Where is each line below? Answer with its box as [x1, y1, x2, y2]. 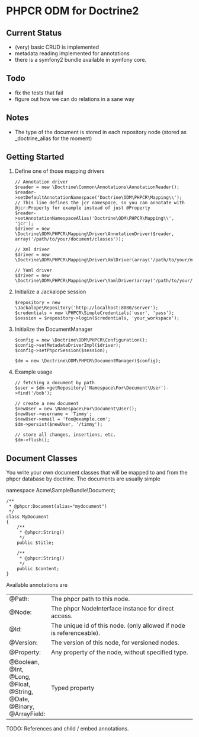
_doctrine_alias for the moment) [14, 135, 92, 142]
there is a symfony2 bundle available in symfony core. [14, 56, 147, 63]
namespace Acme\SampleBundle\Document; [6, 487, 115, 494]
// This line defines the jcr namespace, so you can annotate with [14, 200, 185, 206]
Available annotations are [6, 581, 68, 589]
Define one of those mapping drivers [14, 167, 105, 175]
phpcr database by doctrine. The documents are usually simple [6, 475, 161, 482]
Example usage [14, 368, 53, 375]
